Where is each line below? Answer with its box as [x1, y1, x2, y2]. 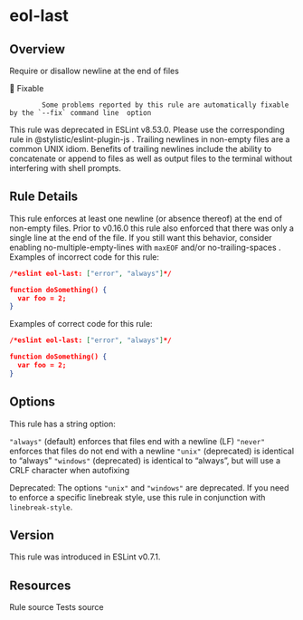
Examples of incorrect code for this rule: [9, 251, 160, 262]
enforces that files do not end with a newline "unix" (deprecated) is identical [9, 445, 295, 456]
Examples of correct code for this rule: [9, 319, 153, 329]
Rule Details [9, 189, 79, 205]
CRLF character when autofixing [9, 464, 129, 475]
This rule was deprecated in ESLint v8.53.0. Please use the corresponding [9, 124, 285, 135]
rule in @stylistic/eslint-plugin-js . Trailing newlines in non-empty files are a [9, 134, 290, 145]
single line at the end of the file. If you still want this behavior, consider [9, 232, 273, 243]
